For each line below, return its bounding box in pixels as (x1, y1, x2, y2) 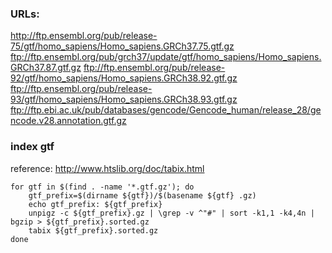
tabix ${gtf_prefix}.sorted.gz (28, 225, 159, 236)
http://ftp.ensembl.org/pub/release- (10, 30, 158, 42)
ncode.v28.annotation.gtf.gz (10, 115, 127, 127)
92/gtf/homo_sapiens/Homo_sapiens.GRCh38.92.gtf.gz (10, 72, 238, 84)
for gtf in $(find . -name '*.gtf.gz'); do (10, 182, 195, 192)
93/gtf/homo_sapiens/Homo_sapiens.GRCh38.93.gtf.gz (10, 93, 238, 106)
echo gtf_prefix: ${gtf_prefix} (28, 199, 163, 209)
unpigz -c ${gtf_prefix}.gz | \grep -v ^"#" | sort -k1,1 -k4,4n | (28, 208, 315, 218)
